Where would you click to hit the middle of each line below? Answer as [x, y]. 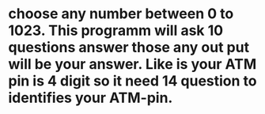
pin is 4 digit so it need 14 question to [132, 81]
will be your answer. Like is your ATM [132, 65]
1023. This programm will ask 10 [116, 30]
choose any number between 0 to [121, 14]
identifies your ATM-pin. [91, 98]
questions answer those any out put [129, 47]
